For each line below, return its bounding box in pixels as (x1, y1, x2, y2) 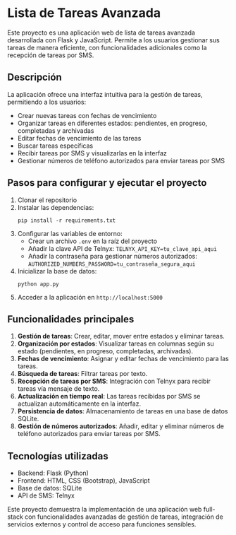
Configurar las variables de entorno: (17, 229, 123, 237)
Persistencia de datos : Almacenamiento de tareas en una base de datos (17, 407, 228, 416)
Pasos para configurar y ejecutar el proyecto (7, 177, 207, 189)
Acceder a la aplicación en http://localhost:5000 (17, 293, 163, 301)
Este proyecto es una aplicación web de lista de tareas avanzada (7, 28, 196, 37)
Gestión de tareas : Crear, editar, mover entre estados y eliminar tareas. (17, 332, 225, 341)
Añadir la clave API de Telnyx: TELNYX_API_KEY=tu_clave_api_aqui (27, 244, 217, 252)
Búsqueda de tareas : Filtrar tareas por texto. (17, 370, 148, 378)
